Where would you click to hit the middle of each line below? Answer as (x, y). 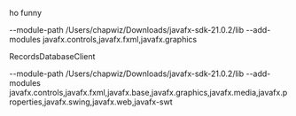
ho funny (26, 13)
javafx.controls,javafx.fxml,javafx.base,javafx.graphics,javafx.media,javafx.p (148, 93)
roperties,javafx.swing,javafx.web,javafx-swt (91, 102)
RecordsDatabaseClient (52, 56)
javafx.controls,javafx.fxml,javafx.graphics (120, 39)
